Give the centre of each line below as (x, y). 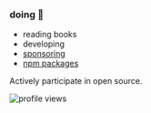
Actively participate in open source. (76, 81)
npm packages (50, 64)
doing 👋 (26, 15)
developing (44, 44)
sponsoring (44, 54)
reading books (50, 35)
